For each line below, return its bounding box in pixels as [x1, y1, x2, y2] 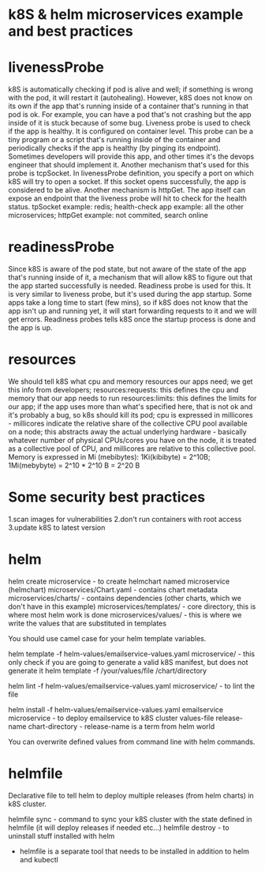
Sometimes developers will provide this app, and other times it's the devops [8, 152, 255, 161]
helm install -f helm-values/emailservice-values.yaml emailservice [8, 704, 223, 714]
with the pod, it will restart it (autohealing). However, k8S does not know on [8, 93, 252, 103]
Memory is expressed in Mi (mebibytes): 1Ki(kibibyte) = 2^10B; [8, 452, 211, 461]
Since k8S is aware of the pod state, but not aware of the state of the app [8, 265, 247, 274]
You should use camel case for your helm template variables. [8, 633, 207, 643]
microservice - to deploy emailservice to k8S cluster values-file [8, 713, 215, 723]
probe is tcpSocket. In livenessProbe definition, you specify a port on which [8, 168, 254, 178]
